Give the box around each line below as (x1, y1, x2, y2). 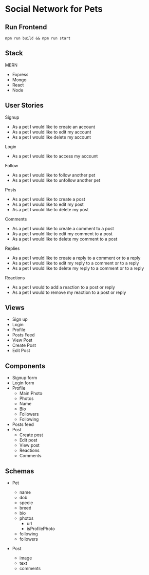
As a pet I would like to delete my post (12, 206, 89, 212)
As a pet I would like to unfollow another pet (12, 177, 101, 183)
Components (5, 362, 45, 370)
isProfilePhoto (26, 526, 55, 531)
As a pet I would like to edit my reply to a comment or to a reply (12, 260, 139, 266)
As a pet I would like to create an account (12, 124, 95, 130)
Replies (5, 245, 20, 251)
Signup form (12, 375, 37, 381)
